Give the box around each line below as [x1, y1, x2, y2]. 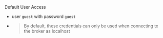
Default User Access [4, 4, 46, 10]
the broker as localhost [23, 28, 70, 34]
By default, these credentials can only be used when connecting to [23, 23, 159, 29]
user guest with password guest [11, 14, 76, 19]
